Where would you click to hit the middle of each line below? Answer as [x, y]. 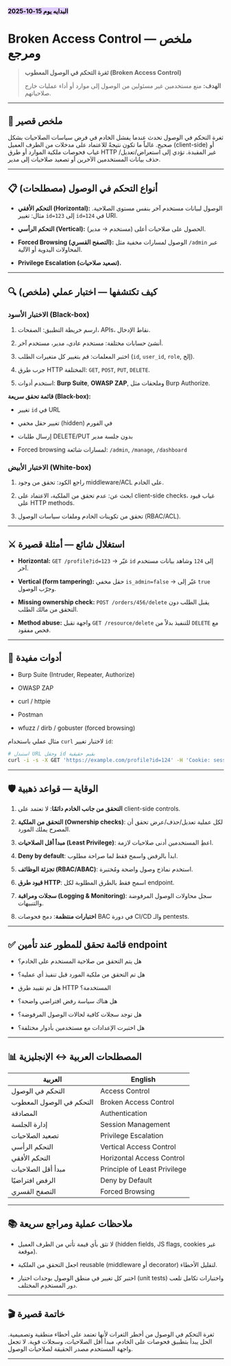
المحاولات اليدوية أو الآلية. [50, 249]
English [143, 1079]
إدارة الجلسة [29, 1124]
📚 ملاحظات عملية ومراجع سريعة [70, 1224]
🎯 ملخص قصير [35, 121]
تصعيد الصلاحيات [35, 1135]
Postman [30, 714]
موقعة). [27, 1251]
